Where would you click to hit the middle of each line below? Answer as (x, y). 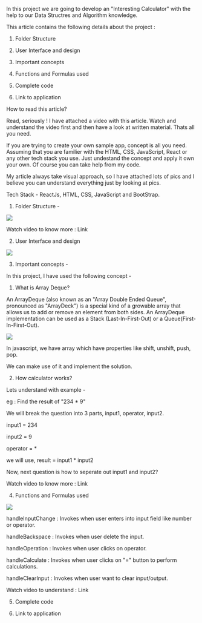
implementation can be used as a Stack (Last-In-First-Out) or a (85, 318)
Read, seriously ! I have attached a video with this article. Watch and (91, 121)
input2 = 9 (19, 437)
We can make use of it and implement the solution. (69, 366)
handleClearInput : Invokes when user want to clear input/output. (87, 578)
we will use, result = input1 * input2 (50, 460)
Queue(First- (180, 318)
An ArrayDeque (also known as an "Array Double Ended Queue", (86, 299)
